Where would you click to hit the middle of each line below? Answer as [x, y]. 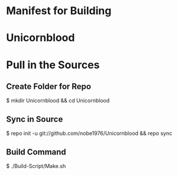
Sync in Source [35, 119]
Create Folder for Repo [49, 86]
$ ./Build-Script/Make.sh [36, 166]
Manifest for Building [59, 11]
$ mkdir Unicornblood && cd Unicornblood [58, 101]
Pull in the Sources [53, 65]
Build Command [36, 152]
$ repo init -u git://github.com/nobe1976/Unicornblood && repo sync [89, 133]
